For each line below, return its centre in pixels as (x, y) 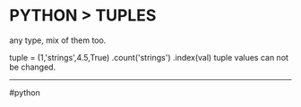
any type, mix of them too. (58, 40)
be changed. (33, 67)
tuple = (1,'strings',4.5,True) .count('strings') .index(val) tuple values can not (149, 57)
